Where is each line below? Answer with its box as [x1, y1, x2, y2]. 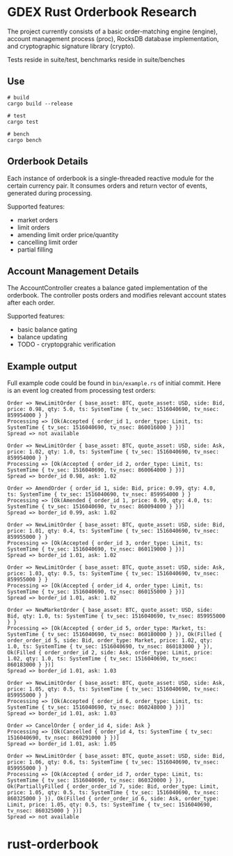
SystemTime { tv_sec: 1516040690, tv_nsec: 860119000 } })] [7, 546, 186, 553]
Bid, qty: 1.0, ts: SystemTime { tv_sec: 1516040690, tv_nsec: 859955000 [7, 613, 226, 620]
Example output [7, 360, 78, 372]
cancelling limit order [17, 238, 78, 246]
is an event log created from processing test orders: [7, 387, 156, 395]
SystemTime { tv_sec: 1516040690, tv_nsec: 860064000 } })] [7, 467, 186, 474]
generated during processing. [7, 188, 93, 197]
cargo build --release [7, 100, 73, 107]
